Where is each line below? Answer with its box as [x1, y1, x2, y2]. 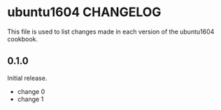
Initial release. [7, 74, 48, 82]
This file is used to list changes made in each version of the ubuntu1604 [7, 27, 215, 36]
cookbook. [7, 34, 38, 43]
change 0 [17, 87, 45, 95]
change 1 [17, 95, 44, 103]
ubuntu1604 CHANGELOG [7, 4, 162, 20]
